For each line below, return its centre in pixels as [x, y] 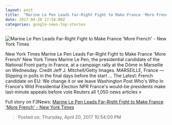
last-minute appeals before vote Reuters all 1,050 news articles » [73, 92]
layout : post [19, 10]
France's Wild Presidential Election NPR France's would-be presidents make [85, 87]
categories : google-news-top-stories [46, 24]
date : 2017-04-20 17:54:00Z [35, 19]
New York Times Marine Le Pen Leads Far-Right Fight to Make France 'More [86, 54]
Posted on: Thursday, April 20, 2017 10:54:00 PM [69, 117]
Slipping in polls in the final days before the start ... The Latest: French [79, 76]
